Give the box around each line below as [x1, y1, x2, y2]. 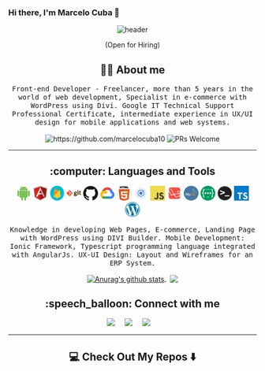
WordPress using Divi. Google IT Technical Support [30, 102, 235, 110]
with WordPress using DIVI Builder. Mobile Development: [20, 233, 245, 243]
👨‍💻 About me [99, 63, 166, 76]
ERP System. [109, 258, 156, 267]
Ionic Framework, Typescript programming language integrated [9, 242, 256, 250]
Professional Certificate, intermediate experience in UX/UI [11, 109, 254, 119]
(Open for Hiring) [105, 40, 160, 50]
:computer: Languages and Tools [50, 165, 215, 178]
